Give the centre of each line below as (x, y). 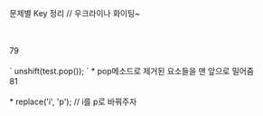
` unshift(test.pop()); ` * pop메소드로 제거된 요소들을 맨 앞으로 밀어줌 (132, 71)
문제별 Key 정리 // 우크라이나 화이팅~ (75, 13)
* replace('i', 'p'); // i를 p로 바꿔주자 (73, 101)
